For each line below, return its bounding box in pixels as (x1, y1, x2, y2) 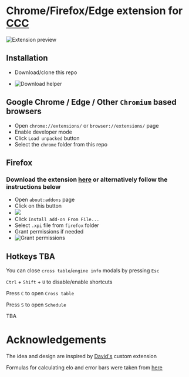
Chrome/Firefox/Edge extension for (6, 4, 183, 18)
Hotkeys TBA (6, 251, 56, 261)
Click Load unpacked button (14, 134, 80, 142)
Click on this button (14, 202, 62, 209)
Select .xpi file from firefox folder (14, 222, 100, 229)
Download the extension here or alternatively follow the (6, 175, 168, 184)
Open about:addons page (14, 196, 75, 203)
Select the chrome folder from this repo (14, 141, 107, 148)
